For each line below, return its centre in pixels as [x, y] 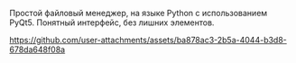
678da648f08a [37, 49]
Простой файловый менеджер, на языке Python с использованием [139, 13]
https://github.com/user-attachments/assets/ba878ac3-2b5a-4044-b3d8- [148, 40]
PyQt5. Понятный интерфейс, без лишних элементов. [112, 22]
